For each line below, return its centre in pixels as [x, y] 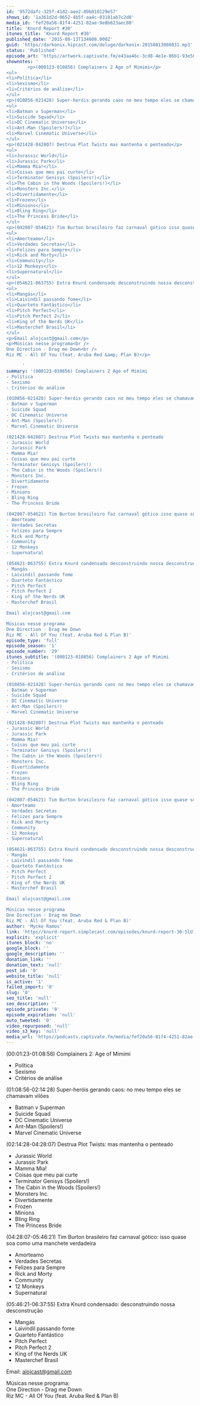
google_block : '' [28, 948]
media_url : [20, 1037]
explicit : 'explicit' [33, 937]
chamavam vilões [28, 1096]
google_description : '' [36, 954]
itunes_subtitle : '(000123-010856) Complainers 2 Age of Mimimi [87, 657]
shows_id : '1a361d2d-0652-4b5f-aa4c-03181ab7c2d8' [70, 17]
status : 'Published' [32, 51]
